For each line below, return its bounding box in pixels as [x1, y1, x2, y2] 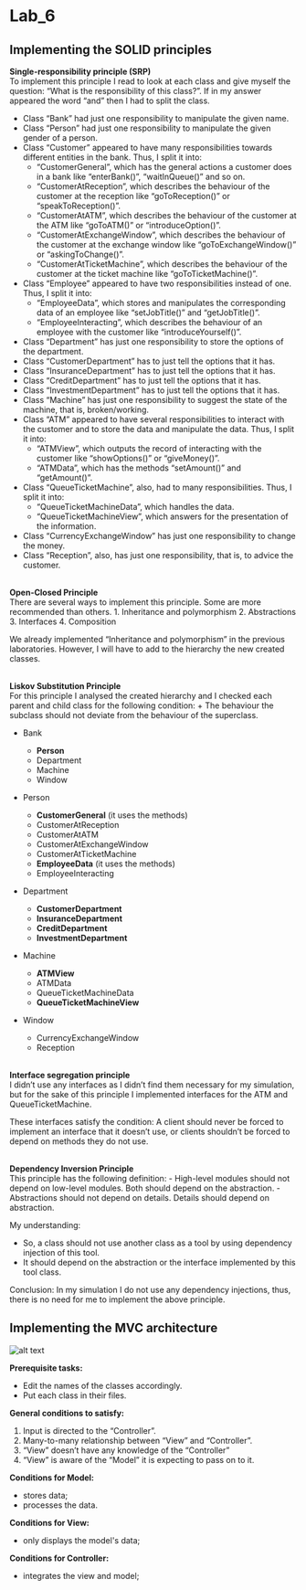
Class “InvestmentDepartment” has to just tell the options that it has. [22, 385, 280, 396]
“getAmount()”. [36, 472, 93, 482]
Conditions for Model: [9, 1472, 94, 1483]
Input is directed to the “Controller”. [22, 1425, 157, 1436]
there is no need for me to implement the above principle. [9, 1294, 226, 1305]
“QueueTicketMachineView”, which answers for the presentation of [36, 511, 290, 522]
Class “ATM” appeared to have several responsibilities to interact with [22, 414, 285, 425]
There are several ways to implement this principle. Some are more [9, 597, 262, 608]
